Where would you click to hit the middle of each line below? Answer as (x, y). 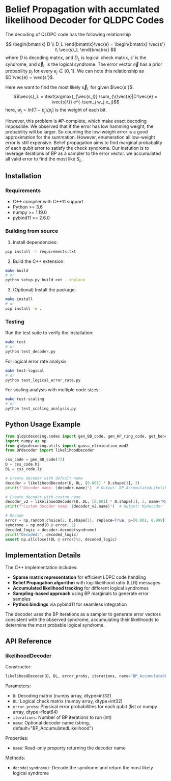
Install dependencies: (35, 242)
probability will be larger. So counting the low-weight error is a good (77, 131)
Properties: (17, 738)
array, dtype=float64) (35, 712)
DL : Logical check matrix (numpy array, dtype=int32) (68, 701)
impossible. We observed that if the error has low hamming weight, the (79, 126)
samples (21, 599)
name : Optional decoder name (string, (51, 722)
